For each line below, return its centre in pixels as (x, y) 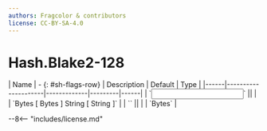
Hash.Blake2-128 (67, 63)
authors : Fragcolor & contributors (67, 16)
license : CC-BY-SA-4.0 (46, 23)
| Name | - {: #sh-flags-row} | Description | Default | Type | (105, 85)
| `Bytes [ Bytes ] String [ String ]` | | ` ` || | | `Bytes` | (92, 104)
